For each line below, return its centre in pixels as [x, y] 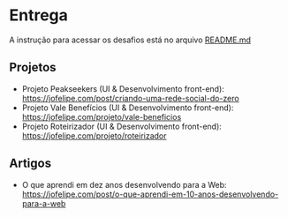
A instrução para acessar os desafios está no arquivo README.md [130, 40]
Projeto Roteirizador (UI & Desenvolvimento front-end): [122, 126]
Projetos [33, 67]
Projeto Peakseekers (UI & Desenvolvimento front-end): [123, 88]
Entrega [39, 15]
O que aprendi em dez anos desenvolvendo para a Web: [124, 184]
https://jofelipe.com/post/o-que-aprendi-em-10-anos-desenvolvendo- [150, 194]
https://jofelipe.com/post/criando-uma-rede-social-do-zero [131, 98]
